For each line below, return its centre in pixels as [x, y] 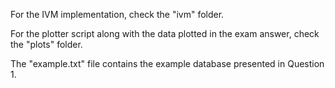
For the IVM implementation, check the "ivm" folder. [117, 14]
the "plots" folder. [46, 44]
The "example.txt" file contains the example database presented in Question [167, 63]
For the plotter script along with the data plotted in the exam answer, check [165, 33]
